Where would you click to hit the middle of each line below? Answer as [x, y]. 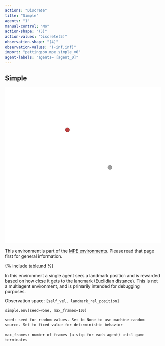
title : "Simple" [22, 16]
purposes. [16, 292]
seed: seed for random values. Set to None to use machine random [75, 320]
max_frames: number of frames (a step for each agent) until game [75, 335]
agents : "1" [17, 21]
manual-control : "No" [27, 26]
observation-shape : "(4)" [32, 42]
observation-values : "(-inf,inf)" [41, 47]
